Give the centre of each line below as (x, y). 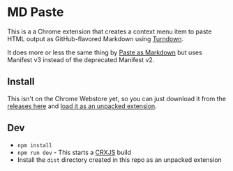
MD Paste (36, 12)
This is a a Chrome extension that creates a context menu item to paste (110, 31)
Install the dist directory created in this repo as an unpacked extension (119, 159)
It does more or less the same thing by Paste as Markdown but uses (105, 52)
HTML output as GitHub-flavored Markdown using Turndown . (95, 38)
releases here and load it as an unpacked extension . (82, 106)
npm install (35, 145)
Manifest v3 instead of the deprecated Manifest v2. (81, 59)
